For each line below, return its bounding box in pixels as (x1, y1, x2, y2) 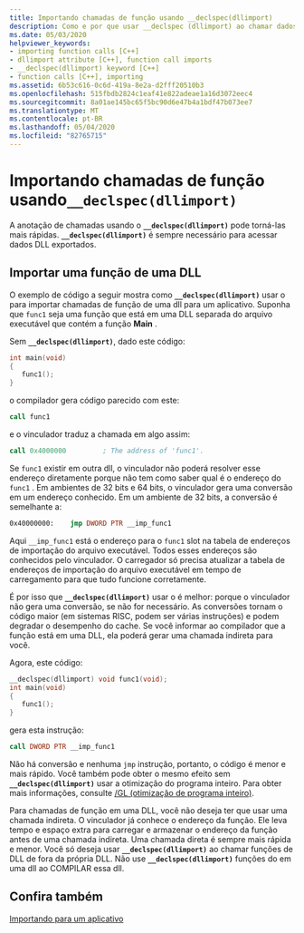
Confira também (9, 889, 104, 905)
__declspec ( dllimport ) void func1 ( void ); (9, 675, 168, 684)
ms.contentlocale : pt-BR (9, 114, 103, 123)
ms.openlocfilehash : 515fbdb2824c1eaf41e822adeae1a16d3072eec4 (9, 89, 253, 98)
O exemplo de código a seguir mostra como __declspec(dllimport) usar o (9, 289, 286, 300)
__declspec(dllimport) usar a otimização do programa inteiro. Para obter (9, 778, 282, 789)
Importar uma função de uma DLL (9, 265, 202, 281)
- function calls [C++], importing (9, 73, 144, 82)
